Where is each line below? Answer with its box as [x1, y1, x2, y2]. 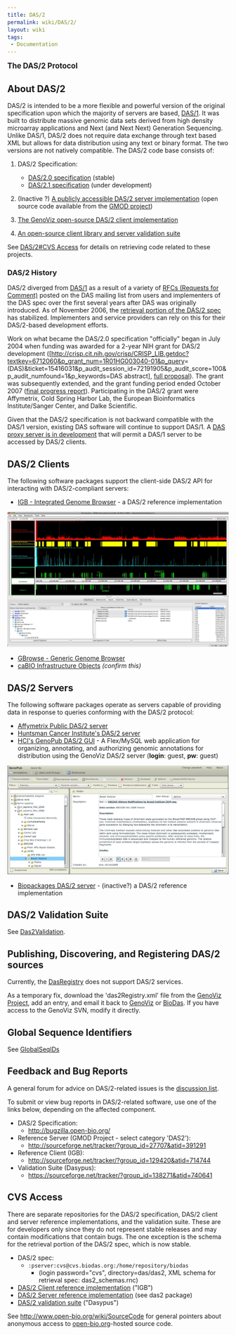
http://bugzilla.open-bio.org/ [27, 1126, 111, 1134]
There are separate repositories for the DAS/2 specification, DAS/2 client [7, 1210, 218, 1218]
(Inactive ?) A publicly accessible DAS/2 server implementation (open [17, 194, 218, 203]
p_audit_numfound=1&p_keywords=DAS [7, 372, 123, 381]
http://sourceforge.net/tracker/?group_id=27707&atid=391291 [27, 1141, 206, 1150]
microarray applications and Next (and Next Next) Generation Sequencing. [7, 124, 223, 132]
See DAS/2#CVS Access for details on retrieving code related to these [7, 242, 211, 251]
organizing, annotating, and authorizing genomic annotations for [17, 744, 204, 752]
